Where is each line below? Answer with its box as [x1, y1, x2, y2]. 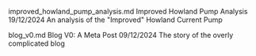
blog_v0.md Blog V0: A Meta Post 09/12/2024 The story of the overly [8, 31, 234, 39]
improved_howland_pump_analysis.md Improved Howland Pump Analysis [8, 7, 248, 16]
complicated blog [8, 39, 66, 48]
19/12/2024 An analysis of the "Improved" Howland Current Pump [8, 15, 224, 24]
